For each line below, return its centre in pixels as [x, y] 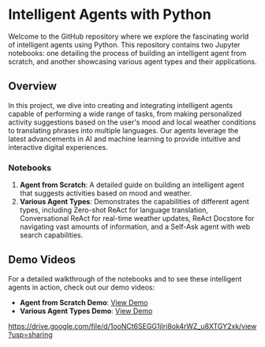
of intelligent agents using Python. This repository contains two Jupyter [124, 44]
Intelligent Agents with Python [110, 15]
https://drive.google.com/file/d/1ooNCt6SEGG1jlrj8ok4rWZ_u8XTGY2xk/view [132, 326]
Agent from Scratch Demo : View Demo [84, 302]
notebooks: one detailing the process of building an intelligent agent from [127, 53]
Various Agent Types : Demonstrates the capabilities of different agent [134, 202]
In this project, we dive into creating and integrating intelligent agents [121, 105]
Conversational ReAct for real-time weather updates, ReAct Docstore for [137, 218]
